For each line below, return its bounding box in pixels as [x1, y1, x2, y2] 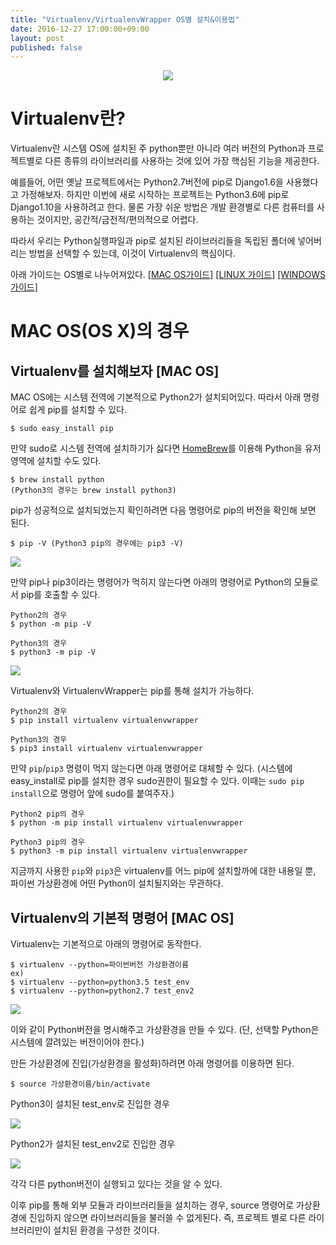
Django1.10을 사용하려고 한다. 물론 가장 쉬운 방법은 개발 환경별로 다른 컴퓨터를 [10, 201, 315, 213]
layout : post [10, 33, 65, 43]
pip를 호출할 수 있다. [20, 589, 101, 601]
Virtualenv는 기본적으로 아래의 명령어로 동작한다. [10, 938, 202, 950]
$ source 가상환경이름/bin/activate [10, 1079, 151, 1089]
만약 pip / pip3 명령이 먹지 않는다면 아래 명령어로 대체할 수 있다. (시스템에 [10, 762, 293, 775]
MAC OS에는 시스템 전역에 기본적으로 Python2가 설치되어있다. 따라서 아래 [10, 391, 302, 403]
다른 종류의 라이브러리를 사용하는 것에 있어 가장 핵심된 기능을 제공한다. [44, 155, 320, 167]
